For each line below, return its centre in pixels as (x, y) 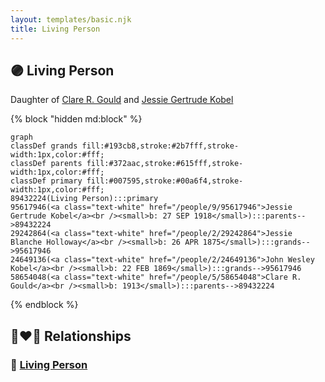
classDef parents (46, 164)
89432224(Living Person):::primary (84, 199)
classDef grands (44, 146)
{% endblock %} (44, 305)
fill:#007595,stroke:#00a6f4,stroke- (165, 181)
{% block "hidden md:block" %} (76, 119)
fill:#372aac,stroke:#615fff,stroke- (165, 164)
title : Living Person (55, 29)
